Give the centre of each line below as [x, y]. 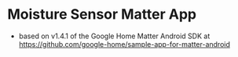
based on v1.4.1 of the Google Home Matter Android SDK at [114, 36]
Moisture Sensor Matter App [102, 14]
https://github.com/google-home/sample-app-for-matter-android [124, 44]
